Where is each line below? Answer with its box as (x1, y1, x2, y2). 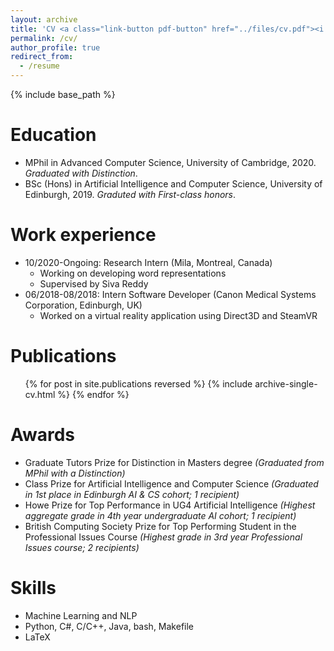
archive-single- (254, 377, 318, 390)
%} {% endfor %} (57, 388, 130, 400)
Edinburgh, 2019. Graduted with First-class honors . (24, 188, 237, 200)
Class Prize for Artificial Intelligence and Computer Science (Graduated (24, 477, 319, 490)
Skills (10, 576, 57, 599)
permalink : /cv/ (10, 33, 78, 43)
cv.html (24, 388, 56, 400)
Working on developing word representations (39, 267, 227, 279)
